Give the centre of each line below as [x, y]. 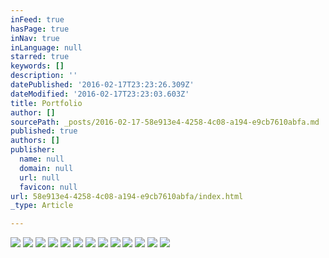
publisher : [33, 150]
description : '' [44, 76]
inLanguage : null [46, 47]
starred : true [40, 57]
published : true [44, 131]
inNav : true [35, 38]
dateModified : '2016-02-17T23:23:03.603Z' [100, 94]
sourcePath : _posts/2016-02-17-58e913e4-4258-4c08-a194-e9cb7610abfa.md [165, 122]
